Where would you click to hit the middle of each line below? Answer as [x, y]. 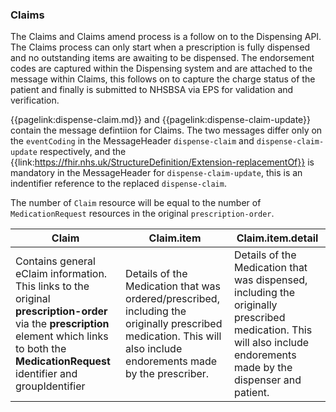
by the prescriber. [167, 374]
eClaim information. [61, 274]
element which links [62, 336]
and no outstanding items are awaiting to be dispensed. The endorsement [162, 58]
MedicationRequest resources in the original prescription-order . [142, 214]
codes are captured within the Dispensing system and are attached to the [161, 69]
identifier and [46, 374]
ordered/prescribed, [172, 299]
